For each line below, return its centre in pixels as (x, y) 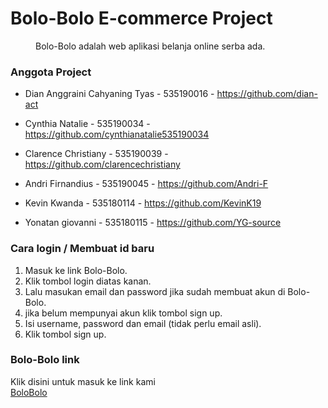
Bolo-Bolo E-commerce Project (141, 18)
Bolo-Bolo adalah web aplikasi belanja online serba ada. (150, 46)
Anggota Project (51, 72)
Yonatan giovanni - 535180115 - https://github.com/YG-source (153, 223)
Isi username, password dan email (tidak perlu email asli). (143, 323)
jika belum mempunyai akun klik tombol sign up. (123, 313)
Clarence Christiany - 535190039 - (96, 154)
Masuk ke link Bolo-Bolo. (76, 270)
